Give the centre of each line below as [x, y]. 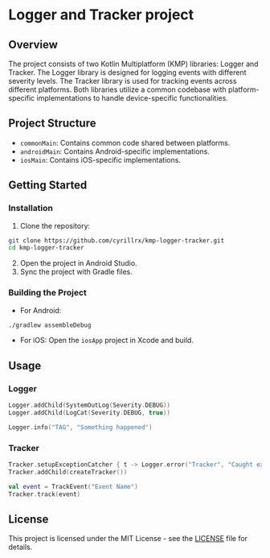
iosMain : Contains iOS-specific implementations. [100, 159]
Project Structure [52, 124]
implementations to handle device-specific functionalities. [133, 98]
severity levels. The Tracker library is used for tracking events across [123, 81]
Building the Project [47, 293]
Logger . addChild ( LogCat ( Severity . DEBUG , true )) [90, 412]
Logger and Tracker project [101, 15]
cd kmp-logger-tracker [46, 248]
